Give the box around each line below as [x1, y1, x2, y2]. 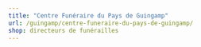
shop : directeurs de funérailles [8, 26, 119, 34]
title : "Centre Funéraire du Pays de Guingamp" [8, 11, 169, 20]
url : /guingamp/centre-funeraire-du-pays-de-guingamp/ [8, 19, 194, 27]
